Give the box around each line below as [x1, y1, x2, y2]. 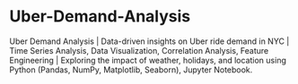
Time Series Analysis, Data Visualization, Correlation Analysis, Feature [9, 45, 269, 55]
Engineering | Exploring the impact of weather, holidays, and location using [9, 55, 287, 65]
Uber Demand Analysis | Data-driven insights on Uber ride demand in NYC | [9, 36, 290, 46]
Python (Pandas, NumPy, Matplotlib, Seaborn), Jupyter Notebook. [9, 64, 253, 75]
